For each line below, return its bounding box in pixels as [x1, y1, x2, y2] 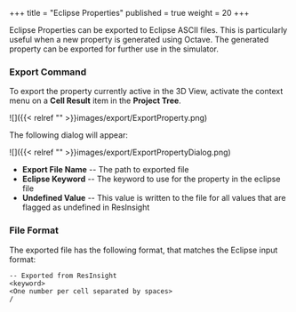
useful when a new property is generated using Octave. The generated [9, 35, 269, 44]
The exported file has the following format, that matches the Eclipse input [9, 244, 278, 255]
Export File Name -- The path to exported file [21, 164, 189, 175]
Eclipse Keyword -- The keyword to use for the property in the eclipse [21, 173, 281, 185]
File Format [9, 224, 60, 236]
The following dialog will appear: [9, 130, 129, 140]
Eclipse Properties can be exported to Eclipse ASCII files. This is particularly [9, 25, 288, 35]
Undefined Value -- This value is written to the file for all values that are [21, 193, 286, 204]
